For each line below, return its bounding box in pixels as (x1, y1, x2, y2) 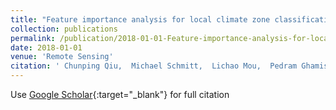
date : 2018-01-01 (10, 42, 83, 53)
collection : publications (10, 24, 118, 34)
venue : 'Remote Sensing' (10, 52, 114, 62)
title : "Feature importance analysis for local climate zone (10, 14, 271, 25)
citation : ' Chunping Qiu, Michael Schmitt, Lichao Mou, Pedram (10, 61, 298, 71)
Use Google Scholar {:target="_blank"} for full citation (10, 89, 230, 100)
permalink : (10, 33, 56, 43)
